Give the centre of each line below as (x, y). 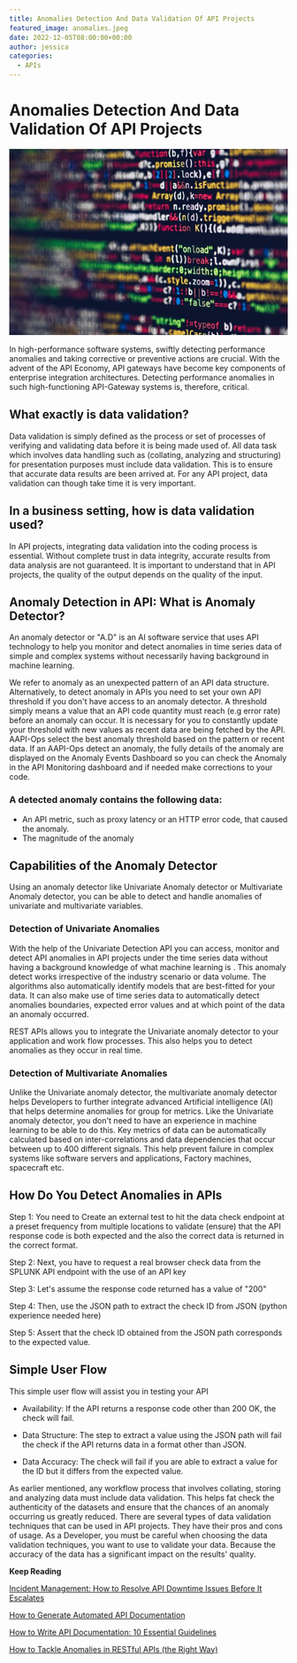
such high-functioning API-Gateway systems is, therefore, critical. (129, 386)
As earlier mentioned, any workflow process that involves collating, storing (145, 1488)
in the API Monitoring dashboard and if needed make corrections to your (141, 767)
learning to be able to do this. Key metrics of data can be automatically (138, 1131)
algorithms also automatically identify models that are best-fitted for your (142, 986)
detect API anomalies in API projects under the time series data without (138, 958)
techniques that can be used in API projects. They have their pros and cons (146, 1526)
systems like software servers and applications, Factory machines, (130, 1158)
